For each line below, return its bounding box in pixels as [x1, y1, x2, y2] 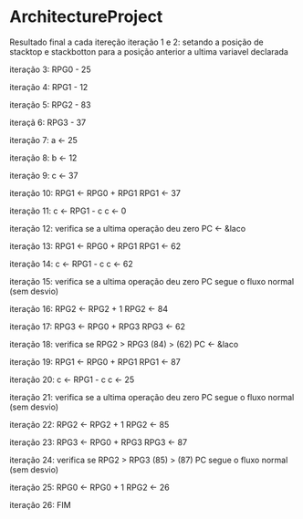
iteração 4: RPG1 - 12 [9, 81, 89, 92]
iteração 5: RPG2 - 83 [9, 99, 91, 110]
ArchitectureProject [9, 6, 163, 27]
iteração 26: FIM [9, 499, 71, 510]
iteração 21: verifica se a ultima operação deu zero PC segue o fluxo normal [9, 391, 295, 402]
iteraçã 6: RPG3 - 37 [9, 117, 87, 128]
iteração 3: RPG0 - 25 [9, 64, 91, 75]
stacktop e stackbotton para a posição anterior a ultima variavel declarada [9, 46, 289, 57]
